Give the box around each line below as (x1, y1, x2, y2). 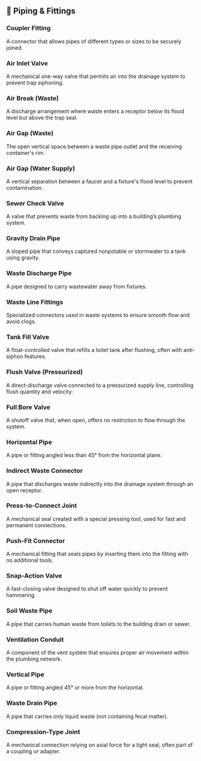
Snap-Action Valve (6, 572, 62, 580)
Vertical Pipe (6, 670, 45, 679)
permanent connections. (6, 521, 67, 529)
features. (24, 353, 47, 360)
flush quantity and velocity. (6, 388, 73, 395)
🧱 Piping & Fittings (6, 6, 76, 16)
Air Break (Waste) (6, 94, 59, 102)
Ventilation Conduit (6, 635, 64, 643)
